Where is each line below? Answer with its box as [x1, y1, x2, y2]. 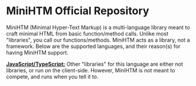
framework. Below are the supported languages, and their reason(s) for [6, 43, 181, 50]
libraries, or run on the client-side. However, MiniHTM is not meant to [6, 66, 175, 74]
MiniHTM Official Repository [6, 4, 150, 18]
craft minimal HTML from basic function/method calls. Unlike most [6, 30, 169, 37]
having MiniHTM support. [6, 49, 69, 56]
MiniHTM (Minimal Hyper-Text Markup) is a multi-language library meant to [6, 24, 190, 31]
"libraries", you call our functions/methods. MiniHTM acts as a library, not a [6, 36, 190, 43]
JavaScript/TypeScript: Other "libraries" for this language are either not [6, 60, 184, 68]
